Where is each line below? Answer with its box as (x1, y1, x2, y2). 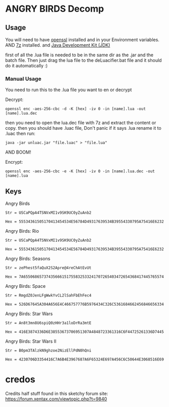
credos (5, 374, 35, 385)
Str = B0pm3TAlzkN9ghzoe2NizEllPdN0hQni (5, 348, 92, 353)
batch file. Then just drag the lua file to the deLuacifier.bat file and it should (5, 57, 162, 63)
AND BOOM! (5, 149, 31, 155)
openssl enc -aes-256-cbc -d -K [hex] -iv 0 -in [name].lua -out (5, 106, 146, 112)
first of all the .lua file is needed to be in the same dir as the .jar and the (5, 52, 154, 58)
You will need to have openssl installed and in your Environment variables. (5, 36, 159, 43)
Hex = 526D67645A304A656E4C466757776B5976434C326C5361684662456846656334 (5, 302, 164, 307)
